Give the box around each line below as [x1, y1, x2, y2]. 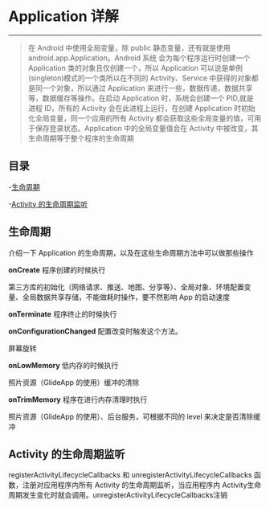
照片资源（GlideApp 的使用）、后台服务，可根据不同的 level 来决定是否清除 [8, 412, 254, 421]
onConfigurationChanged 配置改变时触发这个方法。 [8, 326, 182, 336]
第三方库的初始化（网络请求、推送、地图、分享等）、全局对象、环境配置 [8, 282, 244, 292]
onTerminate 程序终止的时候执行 [8, 309, 117, 318]
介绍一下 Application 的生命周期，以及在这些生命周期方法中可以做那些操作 [8, 248, 255, 257]
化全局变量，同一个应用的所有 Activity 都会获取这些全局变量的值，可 [27, 113, 255, 123]
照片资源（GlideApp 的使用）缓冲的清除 [8, 377, 140, 387]
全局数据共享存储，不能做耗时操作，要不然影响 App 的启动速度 [22, 292, 231, 301]
